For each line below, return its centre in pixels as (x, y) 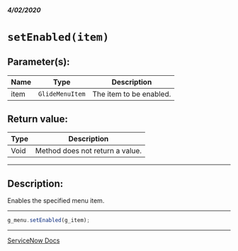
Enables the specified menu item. (56, 201)
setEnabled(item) (58, 37)
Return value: (38, 119)
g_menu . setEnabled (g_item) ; (49, 221)
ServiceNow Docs (34, 240)
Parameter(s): (39, 62)
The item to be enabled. (132, 94)
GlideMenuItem (62, 94)
